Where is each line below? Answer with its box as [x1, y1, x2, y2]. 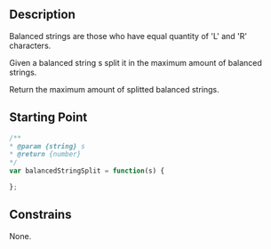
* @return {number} [9, 150, 82, 159]
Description [9, 7, 76, 22]
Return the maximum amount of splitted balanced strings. [9, 84, 219, 94]
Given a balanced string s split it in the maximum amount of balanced [9, 57, 262, 68]
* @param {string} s [9, 141, 86, 150]
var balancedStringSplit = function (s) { [9, 166, 165, 176]
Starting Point [9, 110, 88, 125]
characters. [9, 40, 52, 51]
